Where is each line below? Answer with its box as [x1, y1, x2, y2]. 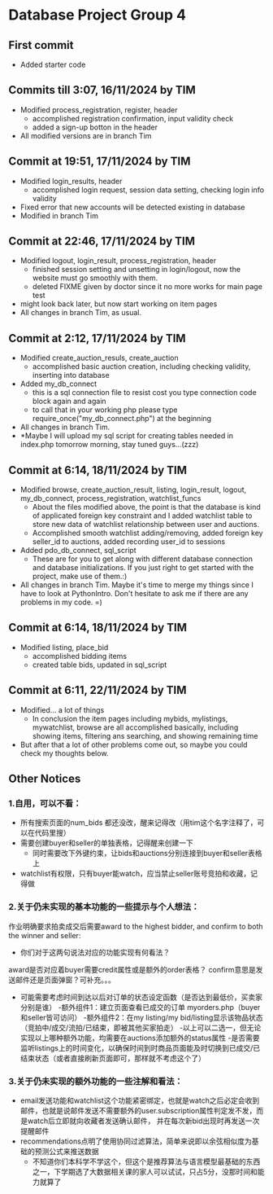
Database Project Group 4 [8, 6, 187, 24]
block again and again [32, 397, 107, 406]
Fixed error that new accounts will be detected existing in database [19, 202, 245, 212]
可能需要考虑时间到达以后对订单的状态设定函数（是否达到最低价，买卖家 [19, 992, 262, 1002]
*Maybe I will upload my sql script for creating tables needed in [19, 431, 234, 441]
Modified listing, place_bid [19, 642, 109, 652]
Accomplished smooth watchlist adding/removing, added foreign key [32, 528, 263, 538]
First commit [8, 38, 74, 52]
